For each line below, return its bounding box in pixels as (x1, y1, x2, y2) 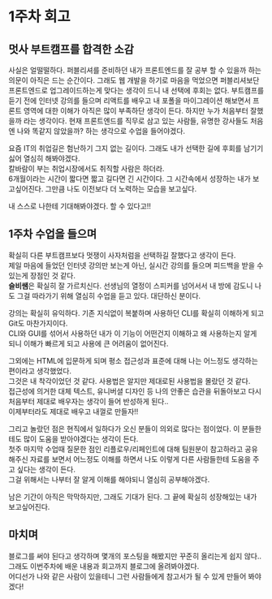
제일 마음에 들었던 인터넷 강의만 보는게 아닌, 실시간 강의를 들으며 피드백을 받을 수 (8, 261, 264, 270)
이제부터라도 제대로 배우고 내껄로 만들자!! (8, 407, 139, 416)
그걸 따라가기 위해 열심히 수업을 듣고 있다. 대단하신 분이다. (16, 291, 201, 300)
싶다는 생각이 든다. (16, 464, 76, 474)
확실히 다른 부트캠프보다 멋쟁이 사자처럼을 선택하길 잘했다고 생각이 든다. (8, 250, 236, 260)
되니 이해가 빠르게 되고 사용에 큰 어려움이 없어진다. (8, 338, 169, 348)
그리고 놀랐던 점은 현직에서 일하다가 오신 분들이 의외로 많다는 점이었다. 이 (8, 424, 240, 433)
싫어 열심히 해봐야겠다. (8, 153, 80, 163)
